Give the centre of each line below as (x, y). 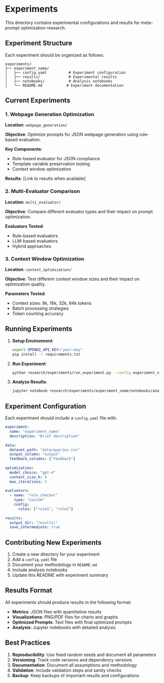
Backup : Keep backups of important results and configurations (76, 675)
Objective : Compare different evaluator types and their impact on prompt (79, 211)
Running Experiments (39, 329)
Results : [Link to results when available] (46, 179)
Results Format (29, 591)
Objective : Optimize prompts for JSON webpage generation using (72, 134)
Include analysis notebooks (40, 570)
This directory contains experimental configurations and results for (72, 23)
